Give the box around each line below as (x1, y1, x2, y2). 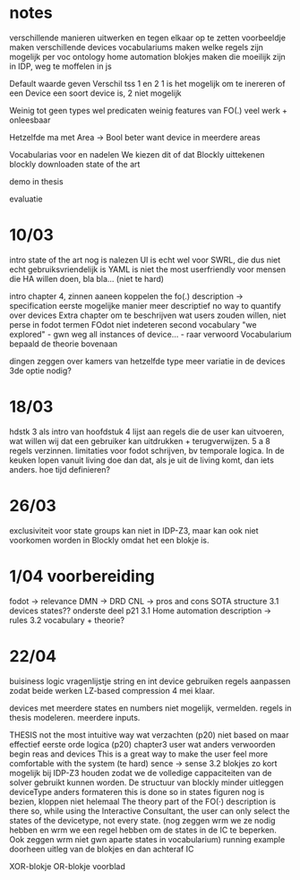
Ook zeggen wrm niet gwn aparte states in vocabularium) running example (9, 833, 286, 844)
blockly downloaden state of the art (9, 158, 141, 169)
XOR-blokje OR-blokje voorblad (9, 860, 125, 871)
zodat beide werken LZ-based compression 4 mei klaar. (9, 685, 215, 696)
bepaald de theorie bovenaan (9, 338, 118, 349)
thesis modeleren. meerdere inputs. (9, 712, 141, 722)
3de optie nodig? (9, 365, 72, 376)
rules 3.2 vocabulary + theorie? (9, 614, 125, 625)
